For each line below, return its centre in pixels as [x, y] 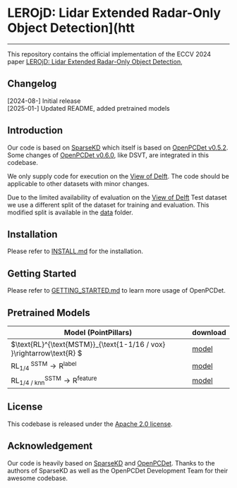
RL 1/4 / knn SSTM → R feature [54, 380]
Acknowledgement [50, 446]
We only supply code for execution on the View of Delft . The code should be [118, 176]
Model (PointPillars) [98, 333]
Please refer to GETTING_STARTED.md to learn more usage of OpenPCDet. [116, 291]
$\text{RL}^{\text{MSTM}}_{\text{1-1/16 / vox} [88, 344]
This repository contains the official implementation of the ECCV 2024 [109, 54]
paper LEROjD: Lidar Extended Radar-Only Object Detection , [95, 61]
